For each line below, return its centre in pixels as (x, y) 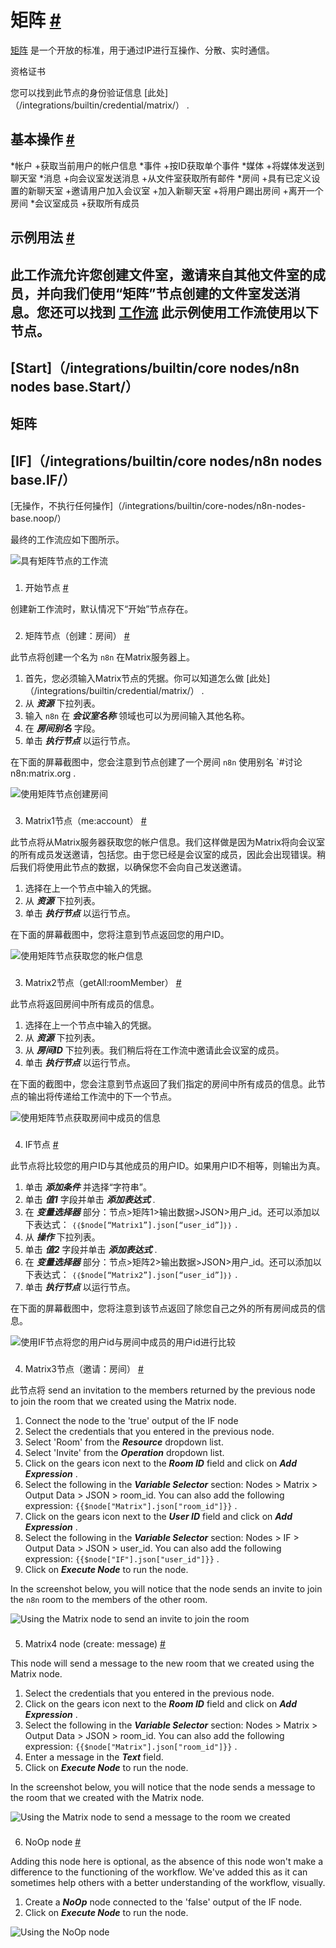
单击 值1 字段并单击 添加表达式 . (90, 1199)
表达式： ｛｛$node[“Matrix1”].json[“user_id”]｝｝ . (135, 1224)
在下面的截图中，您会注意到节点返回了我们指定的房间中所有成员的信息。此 (163, 1083)
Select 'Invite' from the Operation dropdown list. (124, 1452)
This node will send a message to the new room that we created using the (162, 1663)
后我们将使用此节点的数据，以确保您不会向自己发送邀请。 (128, 867)
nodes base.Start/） (74, 386)
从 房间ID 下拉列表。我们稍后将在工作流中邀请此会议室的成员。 (154, 1050)
